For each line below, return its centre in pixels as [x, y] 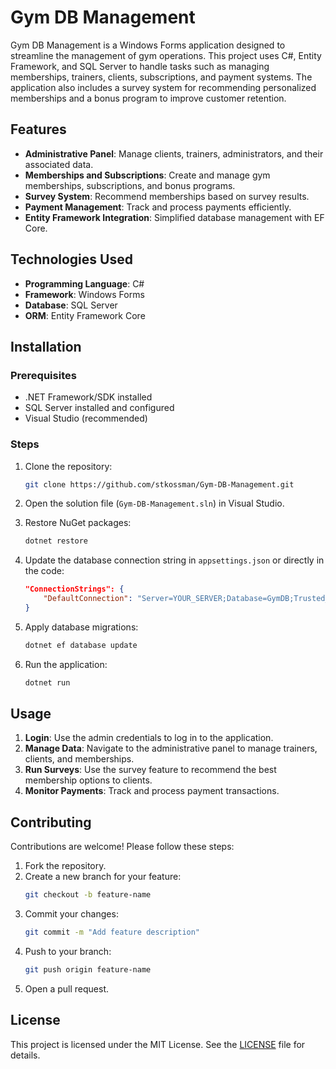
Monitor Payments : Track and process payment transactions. [152, 791]
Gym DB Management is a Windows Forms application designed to [148, 45]
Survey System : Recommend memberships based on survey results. [167, 196]
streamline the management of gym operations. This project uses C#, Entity [166, 55]
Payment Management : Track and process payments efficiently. [158, 207]
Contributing [51, 822]
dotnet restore [56, 541]
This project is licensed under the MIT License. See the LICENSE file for [158, 1044]
